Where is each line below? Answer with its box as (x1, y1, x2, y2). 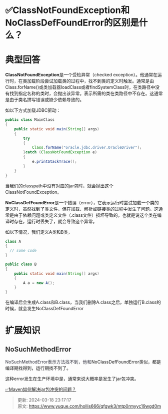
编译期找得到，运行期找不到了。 (5, 365, 71, 371)
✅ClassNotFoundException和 (5, 4, 130, 16)
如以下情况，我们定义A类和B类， (5, 229, 72, 235)
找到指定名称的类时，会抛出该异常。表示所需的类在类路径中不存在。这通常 (9, 90, 163, 96)
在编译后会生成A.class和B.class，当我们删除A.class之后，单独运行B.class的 (5, 299, 161, 305)
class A (5, 239, 21, 244)
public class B (5, 262, 37, 267)
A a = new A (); (23, 280, 55, 285)
